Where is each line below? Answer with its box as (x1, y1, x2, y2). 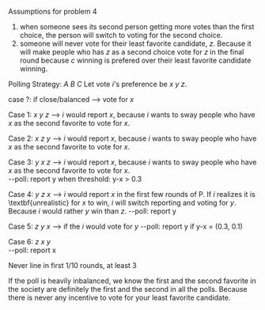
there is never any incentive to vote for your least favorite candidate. (8, 293, 231, 302)
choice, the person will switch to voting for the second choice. (19, 31, 223, 40)
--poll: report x (8, 245, 57, 255)
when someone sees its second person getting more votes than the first (19, 22, 255, 31)
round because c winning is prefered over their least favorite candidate (19, 55, 252, 65)
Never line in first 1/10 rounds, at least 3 (8, 261, 137, 270)
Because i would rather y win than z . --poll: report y (8, 206, 176, 216)
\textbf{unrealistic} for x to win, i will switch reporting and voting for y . (8, 198, 237, 207)
